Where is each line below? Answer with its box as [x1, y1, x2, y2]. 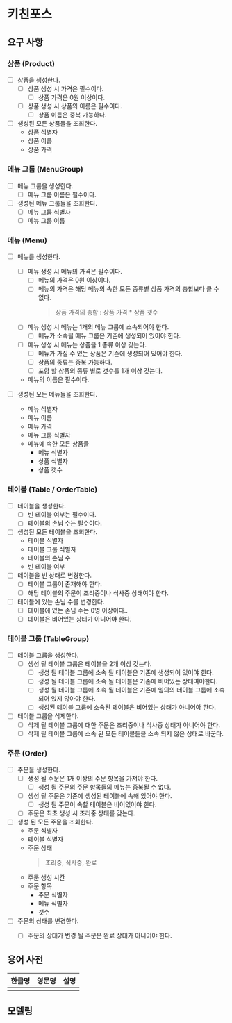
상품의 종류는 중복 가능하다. [38, 358, 113, 366]
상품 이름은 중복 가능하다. [38, 110, 107, 119]
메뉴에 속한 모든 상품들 [27, 439, 90, 448]
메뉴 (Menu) [7, 235, 47, 245]
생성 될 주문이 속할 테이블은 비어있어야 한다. [38, 800, 157, 809]
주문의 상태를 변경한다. [17, 917, 79, 925]
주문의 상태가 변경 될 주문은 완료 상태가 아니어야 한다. [27, 931, 172, 940]
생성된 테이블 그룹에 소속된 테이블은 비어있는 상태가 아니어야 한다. [38, 703, 217, 712]
